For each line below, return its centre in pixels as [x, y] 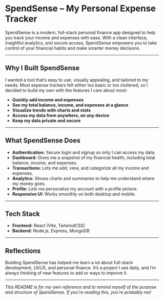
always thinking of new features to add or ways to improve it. [66, 273]
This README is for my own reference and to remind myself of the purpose [81, 287]
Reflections [23, 251]
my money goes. [29, 184]
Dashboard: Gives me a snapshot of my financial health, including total [83, 158]
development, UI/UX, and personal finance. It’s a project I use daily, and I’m [81, 268]
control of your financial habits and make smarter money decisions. [73, 48]
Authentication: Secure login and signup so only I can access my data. [84, 152]
